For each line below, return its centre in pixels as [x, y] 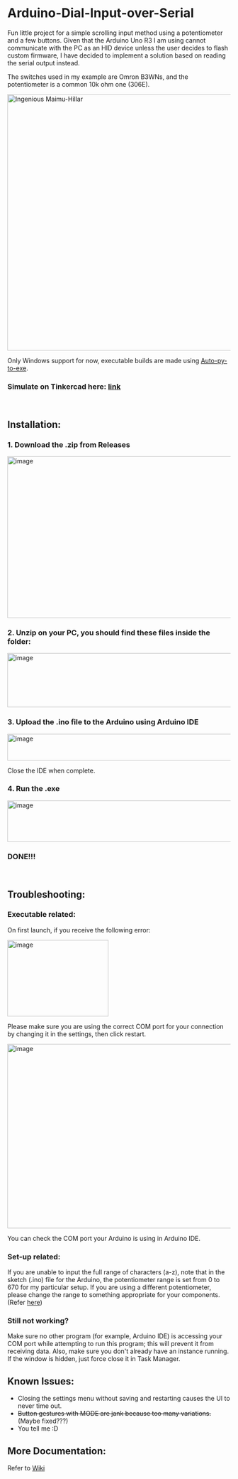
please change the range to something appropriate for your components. [114, 1295]
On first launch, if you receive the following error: [79, 930]
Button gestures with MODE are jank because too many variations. [114, 1414]
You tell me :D [38, 1429]
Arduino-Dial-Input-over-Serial [101, 13]
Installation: [34, 424]
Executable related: [41, 915]
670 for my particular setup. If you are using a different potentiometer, [109, 1287]
